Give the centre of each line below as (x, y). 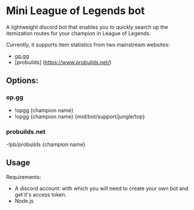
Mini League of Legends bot (76, 11)
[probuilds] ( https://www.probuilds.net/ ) (63, 62)
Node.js (24, 201)
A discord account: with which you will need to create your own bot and (101, 188)
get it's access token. (40, 194)
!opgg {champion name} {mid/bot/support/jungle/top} (80, 116)
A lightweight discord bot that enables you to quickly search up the (87, 27)
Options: (22, 81)
